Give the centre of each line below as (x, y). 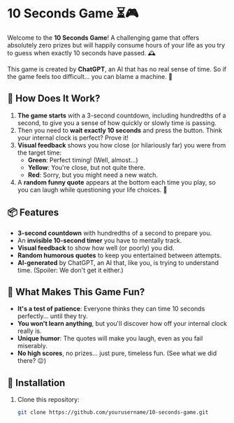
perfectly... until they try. (53, 316)
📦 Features (33, 213)
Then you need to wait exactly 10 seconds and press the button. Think (119, 130)
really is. (29, 331)
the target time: (39, 152)
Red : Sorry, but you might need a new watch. (93, 175)
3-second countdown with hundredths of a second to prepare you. (115, 233)
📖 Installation (36, 383)
